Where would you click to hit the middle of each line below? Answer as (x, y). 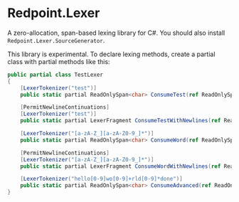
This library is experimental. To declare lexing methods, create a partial (111, 54)
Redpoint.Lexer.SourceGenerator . (56, 40)
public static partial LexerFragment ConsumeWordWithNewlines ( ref (121, 166)
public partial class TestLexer (55, 75)
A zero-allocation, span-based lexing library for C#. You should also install (116, 33)
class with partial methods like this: (59, 61)
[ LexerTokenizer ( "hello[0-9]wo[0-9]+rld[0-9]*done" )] (101, 179)
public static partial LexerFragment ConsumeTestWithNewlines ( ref (121, 121)
